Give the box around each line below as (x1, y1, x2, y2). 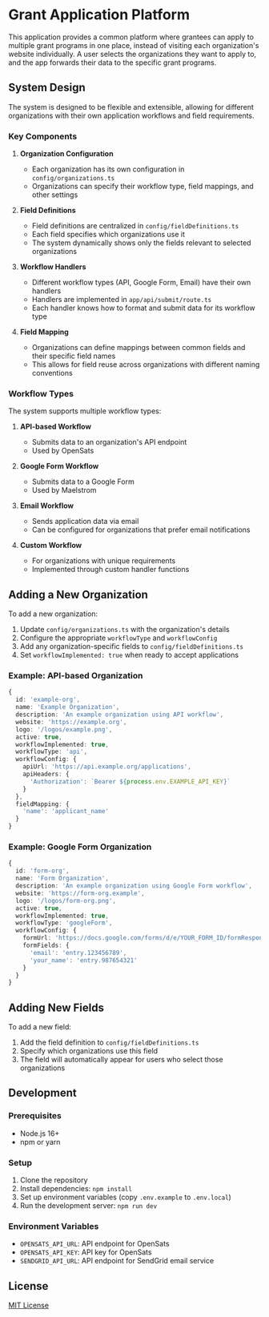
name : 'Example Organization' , (15, 703, 120, 711)
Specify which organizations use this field (19, 1046, 159, 1056)
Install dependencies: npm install (19, 1184, 132, 1194)
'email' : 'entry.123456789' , (29, 948, 127, 957)
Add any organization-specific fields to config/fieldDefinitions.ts (19, 642, 244, 651)
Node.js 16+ (19, 1128, 60, 1138)
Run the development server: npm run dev (19, 1201, 158, 1210)
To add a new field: (8, 1022, 72, 1032)
